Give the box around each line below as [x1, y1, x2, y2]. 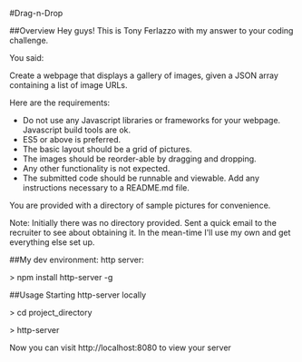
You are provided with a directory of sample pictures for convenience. [9, 200, 271, 210]
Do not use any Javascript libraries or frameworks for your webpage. [22, 115, 281, 125]
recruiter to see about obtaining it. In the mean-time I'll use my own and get [9, 227, 291, 238]
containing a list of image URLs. [9, 80, 128, 90]
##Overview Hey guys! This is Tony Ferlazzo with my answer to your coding [9, 25, 294, 35]
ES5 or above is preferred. [22, 134, 122, 144]
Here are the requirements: [9, 97, 111, 108]
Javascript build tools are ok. [22, 124, 132, 135]
